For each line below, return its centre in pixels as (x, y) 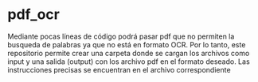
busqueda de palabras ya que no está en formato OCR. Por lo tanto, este (127, 44)
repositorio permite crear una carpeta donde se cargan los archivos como (129, 53)
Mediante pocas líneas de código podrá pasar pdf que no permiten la (121, 36)
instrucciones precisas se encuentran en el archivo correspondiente (119, 69)
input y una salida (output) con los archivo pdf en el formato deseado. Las (129, 61)
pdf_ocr (34, 15)
